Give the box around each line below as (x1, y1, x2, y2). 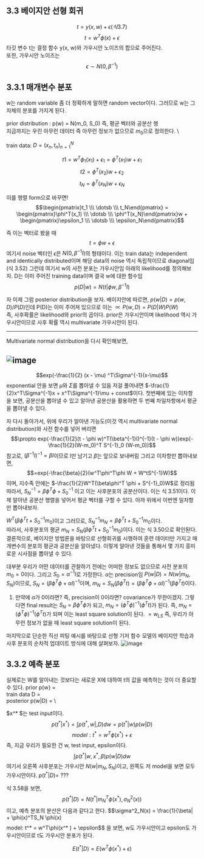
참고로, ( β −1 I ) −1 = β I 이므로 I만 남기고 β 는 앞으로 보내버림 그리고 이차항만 (6, 451, 177, 459)
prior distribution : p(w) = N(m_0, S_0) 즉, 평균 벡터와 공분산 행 (6, 119, 158, 127)
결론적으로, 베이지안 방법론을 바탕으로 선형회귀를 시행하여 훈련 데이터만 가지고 (6, 534, 191, 542)
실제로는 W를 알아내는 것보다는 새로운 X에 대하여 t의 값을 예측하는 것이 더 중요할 (6, 676, 197, 683)
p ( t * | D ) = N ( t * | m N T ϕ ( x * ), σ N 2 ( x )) (62, 794, 142, 804)
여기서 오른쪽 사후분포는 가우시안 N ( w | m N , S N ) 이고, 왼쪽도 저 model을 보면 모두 (6, 762, 195, 772)
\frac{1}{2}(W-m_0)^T (48, 441, 102, 448)
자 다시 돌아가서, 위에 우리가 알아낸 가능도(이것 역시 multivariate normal (6, 417, 178, 425)
